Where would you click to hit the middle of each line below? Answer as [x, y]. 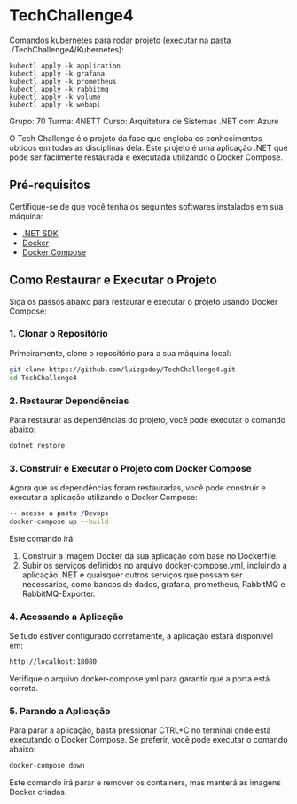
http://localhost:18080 [53, 662]
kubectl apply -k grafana [57, 73]
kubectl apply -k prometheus [63, 81]
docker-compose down [47, 766]
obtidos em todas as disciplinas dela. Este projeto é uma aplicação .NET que [148, 147]
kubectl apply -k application [65, 66]
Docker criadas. [38, 792]
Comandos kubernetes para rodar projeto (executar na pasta [120, 40]
